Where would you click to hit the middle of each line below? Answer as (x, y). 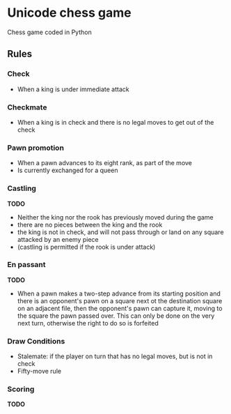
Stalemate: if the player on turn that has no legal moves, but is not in (115, 356)
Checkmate (27, 107)
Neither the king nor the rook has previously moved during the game (115, 217)
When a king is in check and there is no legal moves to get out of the (115, 122)
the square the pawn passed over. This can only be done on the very (116, 316)
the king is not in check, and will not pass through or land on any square (120, 232)
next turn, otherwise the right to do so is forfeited (88, 323)
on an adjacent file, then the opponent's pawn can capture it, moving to (120, 308)
